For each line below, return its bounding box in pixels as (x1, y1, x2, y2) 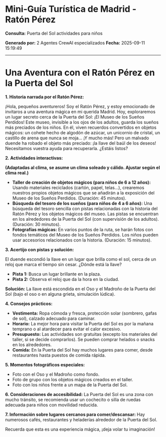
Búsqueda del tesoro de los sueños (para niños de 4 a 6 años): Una (12, 200, 152, 206)
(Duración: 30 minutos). (12, 221, 61, 227)
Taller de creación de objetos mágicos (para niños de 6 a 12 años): (12, 179, 151, 185)
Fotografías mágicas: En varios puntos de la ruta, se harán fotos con (12, 226, 153, 233)
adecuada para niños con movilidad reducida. (5, 401, 98, 408)
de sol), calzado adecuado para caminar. (12, 315, 96, 321)
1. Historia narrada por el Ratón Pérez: (5, 94, 84, 100)
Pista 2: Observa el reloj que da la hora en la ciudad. (12, 276, 120, 282)
